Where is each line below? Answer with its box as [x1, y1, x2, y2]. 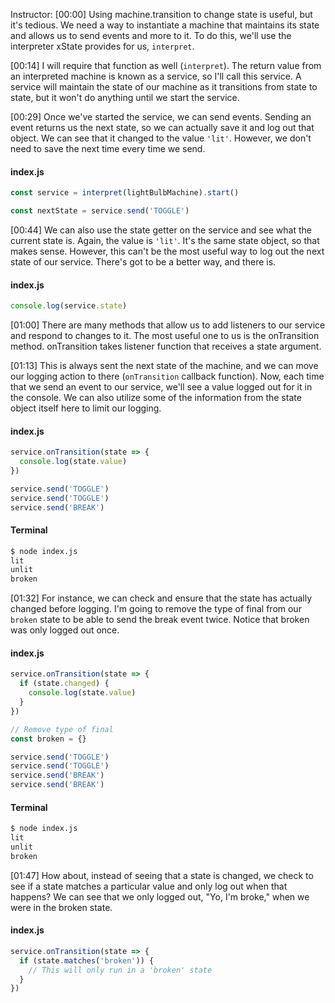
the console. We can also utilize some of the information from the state [10, 392, 302, 404]
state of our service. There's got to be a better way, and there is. [10, 255, 277, 268]
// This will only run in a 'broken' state [28, 965, 213, 975]
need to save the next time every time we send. [10, 143, 206, 154]
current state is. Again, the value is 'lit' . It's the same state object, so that [10, 234, 320, 246]
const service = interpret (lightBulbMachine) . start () [10, 188, 240, 198]
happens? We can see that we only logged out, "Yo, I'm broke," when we [10, 890, 310, 903]
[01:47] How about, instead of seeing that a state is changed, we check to [10, 869, 314, 881]
